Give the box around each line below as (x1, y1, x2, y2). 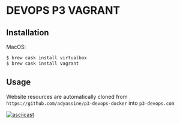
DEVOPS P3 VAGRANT (6, 4, 121, 17)
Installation (6, 28, 49, 38)
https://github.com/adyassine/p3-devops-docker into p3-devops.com (6, 99, 175, 107)
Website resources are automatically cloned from (6, 93, 128, 100)
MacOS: (6, 43, 26, 50)
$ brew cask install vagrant (6, 61, 79, 66)
